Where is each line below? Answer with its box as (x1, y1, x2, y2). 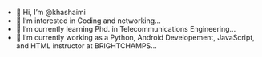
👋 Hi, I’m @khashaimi (15, 8, 86, 17)
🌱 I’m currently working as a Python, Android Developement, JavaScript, (15, 32, 255, 42)
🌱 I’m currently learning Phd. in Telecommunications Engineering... (15, 25, 236, 33)
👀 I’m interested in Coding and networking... (15, 16, 162, 25)
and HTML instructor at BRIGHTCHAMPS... (15, 41, 158, 51)
